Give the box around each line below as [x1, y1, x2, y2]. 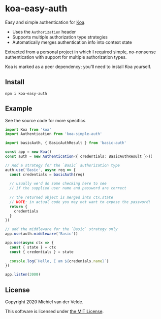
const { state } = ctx [9, 245, 56, 249]
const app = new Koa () [5, 149, 52, 154]
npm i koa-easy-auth [5, 91, 48, 96]
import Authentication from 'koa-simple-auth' [5, 132, 102, 137]
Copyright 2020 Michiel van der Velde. [5, 299, 84, 305]
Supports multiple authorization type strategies [12, 34, 108, 40]
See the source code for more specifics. [5, 117, 87, 123]
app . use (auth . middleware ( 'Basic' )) [5, 231, 78, 237]
